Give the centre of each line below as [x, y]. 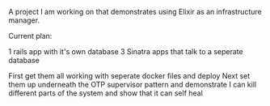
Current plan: [30, 36]
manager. [24, 20]
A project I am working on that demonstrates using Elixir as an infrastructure [135, 12]
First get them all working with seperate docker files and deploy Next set [129, 76]
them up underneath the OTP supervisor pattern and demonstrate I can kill [133, 85]
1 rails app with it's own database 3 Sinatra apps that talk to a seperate [126, 51]
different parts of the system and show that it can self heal [106, 93]
